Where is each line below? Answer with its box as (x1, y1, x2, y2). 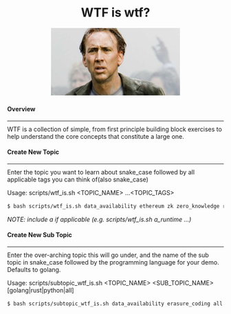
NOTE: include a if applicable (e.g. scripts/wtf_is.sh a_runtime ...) (7, 215, 192, 223)
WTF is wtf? (80, 5, 151, 21)
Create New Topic (7, 148, 60, 156)
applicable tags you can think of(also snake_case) (7, 175, 149, 183)
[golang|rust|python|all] (7, 286, 74, 294)
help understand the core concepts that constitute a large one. (7, 132, 184, 140)
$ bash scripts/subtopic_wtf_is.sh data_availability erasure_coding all (7, 300, 223, 307)
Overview (7, 105, 36, 113)
